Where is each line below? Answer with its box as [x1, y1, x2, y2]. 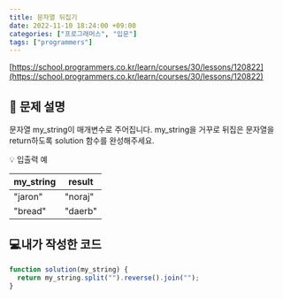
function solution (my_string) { [9, 264, 128, 274]
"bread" [13, 205, 47, 218]
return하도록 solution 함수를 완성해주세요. [9, 135, 155, 146]
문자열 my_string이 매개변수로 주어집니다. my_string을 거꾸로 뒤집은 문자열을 [9, 125, 275, 135]
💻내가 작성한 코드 [9, 237, 102, 252]
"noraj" [65, 191, 95, 203]
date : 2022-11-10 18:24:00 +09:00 [9, 21, 137, 30]
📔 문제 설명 [9, 99, 66, 114]
